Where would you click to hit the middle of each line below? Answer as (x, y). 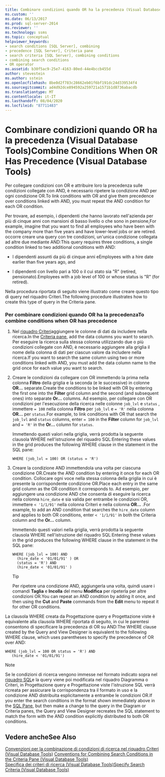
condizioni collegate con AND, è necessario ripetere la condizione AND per (81, 190)
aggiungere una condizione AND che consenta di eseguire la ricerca (81, 494)
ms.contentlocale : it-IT (30, 96)
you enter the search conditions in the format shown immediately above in (80, 701)
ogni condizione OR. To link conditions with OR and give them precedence (79, 196)
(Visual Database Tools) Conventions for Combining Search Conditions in (79, 754)
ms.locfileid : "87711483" (31, 106)
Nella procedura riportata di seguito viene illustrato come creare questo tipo (82, 291)
